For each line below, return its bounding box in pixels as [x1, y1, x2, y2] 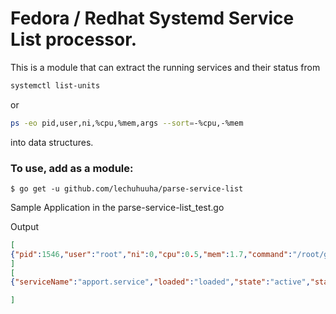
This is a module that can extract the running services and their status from [10, 61, 321, 73]
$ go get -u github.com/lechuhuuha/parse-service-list [10, 183, 244, 194]
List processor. [10, 28, 138, 51]
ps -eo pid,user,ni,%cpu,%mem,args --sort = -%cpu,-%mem [10, 118, 244, 128]
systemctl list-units [10, 80, 101, 91]
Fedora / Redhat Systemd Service [10, 7, 295, 30]
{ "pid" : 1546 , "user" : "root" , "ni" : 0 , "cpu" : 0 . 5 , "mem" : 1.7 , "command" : [10, 249, 293, 259]
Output [10, 220, 39, 232]
